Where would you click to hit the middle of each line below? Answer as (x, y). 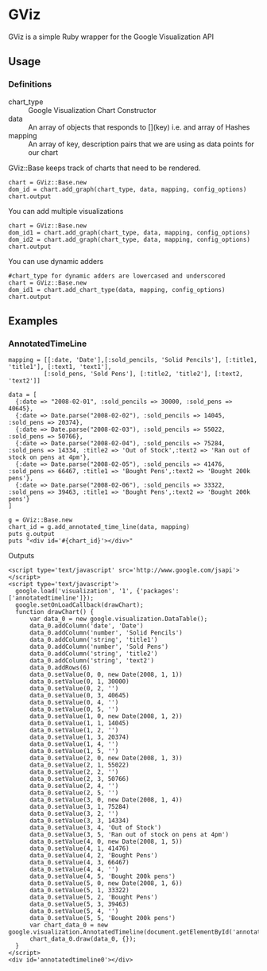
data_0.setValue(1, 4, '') (74, 744)
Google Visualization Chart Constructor (92, 110)
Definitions (30, 84)
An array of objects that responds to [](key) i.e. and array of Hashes (139, 127)
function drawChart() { (54, 612)
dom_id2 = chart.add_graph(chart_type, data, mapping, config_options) (129, 239)
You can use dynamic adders (56, 261)
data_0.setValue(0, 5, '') (74, 709)
